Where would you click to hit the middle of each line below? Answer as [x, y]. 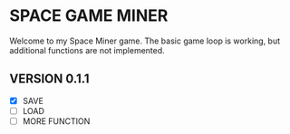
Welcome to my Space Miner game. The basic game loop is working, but [145, 41]
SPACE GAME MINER [89, 16]
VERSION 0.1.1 [49, 79]
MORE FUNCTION [56, 121]
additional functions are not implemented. [87, 50]
